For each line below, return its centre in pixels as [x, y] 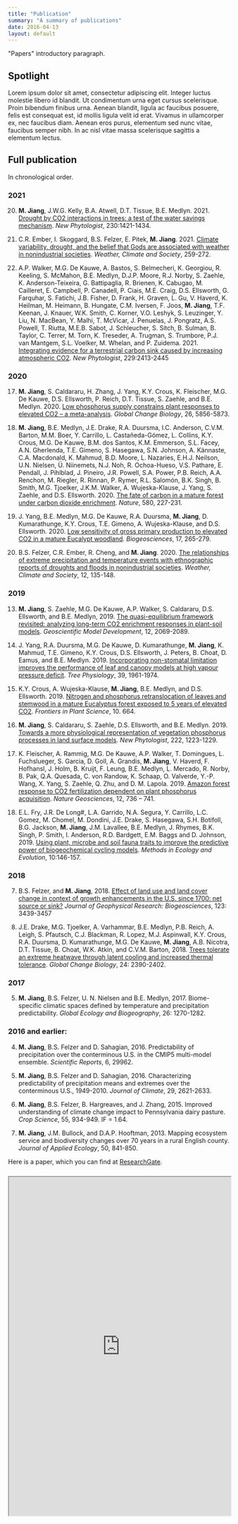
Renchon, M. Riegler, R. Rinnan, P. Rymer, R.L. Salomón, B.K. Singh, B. [119, 480]
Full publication [43, 160]
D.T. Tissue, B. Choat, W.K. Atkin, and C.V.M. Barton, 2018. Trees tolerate [124, 949]
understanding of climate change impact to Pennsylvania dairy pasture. [122, 1112]
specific [30, 1006]
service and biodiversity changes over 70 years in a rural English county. [124, 1140]
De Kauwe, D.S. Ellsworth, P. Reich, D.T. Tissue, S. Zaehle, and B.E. [115, 399]
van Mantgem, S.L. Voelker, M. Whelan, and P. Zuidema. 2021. [108, 343]
